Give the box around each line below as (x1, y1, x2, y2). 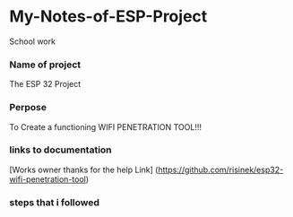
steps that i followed (9, 195, 100, 208)
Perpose (9, 101, 47, 114)
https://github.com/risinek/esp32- (158, 164, 284, 175)
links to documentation (9, 143, 112, 156)
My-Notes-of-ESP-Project (9, 6, 208, 27)
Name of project (9, 58, 82, 71)
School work (9, 36, 56, 47)
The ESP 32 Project (9, 79, 82, 90)
